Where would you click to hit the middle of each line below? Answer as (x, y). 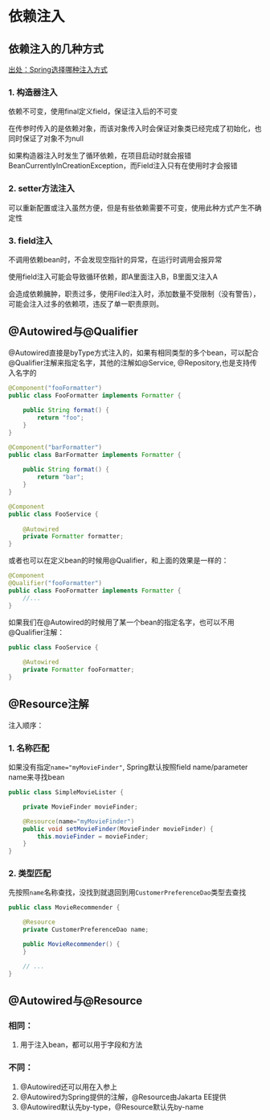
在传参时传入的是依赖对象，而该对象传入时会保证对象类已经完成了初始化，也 (135, 129)
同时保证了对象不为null (46, 138)
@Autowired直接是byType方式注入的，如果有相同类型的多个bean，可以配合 (134, 352)
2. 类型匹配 (30, 874)
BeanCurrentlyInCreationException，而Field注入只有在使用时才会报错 (123, 166)
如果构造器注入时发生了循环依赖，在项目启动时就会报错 (100, 156)
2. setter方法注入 (41, 188)
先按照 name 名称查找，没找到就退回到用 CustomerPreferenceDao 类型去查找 (127, 892)
